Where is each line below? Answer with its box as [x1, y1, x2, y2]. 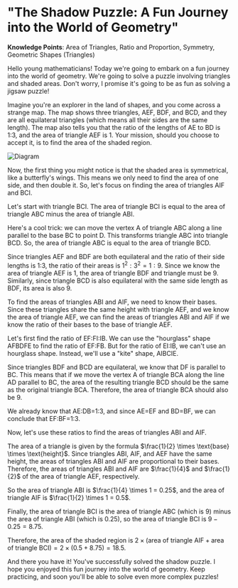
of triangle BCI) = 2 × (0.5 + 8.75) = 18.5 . [7, 543, 126, 552]
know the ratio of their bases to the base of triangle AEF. [7, 320, 173, 329]
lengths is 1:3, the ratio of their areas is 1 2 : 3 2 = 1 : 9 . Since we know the [7, 260, 220, 270]
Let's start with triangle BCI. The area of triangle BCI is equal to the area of [7, 202, 226, 210]
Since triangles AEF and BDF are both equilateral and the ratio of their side [7, 252, 225, 261]
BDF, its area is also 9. [7, 283, 72, 292]
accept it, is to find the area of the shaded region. [7, 138, 152, 146]
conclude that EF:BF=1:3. [7, 414, 80, 423]
